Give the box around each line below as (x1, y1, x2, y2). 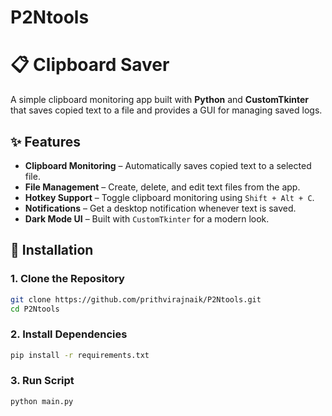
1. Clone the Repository (10, 272, 125, 286)
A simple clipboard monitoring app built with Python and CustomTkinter (10, 94, 310, 106)
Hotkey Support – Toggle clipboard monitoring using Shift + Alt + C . (24, 191, 315, 203)
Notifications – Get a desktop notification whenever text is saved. (24, 202, 297, 214)
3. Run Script (10, 374, 75, 388)
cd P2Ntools (10, 304, 60, 314)
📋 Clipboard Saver (10, 54, 170, 76)
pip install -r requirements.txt (10, 350, 150, 360)
